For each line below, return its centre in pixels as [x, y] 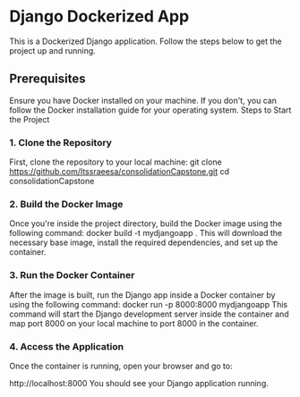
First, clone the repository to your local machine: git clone [116, 162]
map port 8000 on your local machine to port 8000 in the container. [134, 323]
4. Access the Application [66, 346]
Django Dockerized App [99, 17]
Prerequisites [47, 79]
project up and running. [52, 50]
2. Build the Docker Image [66, 204]
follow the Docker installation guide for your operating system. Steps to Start [150, 110]
